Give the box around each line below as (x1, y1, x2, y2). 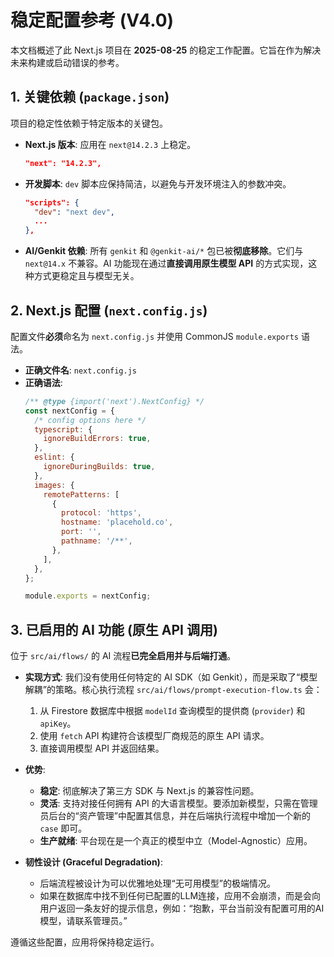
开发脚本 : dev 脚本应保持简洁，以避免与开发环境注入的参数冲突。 (24, 177, 292, 190)
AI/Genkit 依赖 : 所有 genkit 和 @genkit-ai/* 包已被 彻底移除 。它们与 (24, 245, 304, 257)
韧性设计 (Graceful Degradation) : (24, 856, 163, 868)
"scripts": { (24, 197, 80, 208)
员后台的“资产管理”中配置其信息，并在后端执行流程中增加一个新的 (39, 810, 311, 822)
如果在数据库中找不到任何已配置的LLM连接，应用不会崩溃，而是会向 (39, 890, 322, 902)
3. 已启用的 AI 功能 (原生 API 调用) (10, 621, 218, 638)
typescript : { (34, 424, 93, 435)
